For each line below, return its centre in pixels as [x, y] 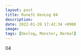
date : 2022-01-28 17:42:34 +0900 [41, 24]
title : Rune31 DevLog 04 [32, 15]
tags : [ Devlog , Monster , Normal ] [41, 34]
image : [12, 29]
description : [19, 19]
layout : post [19, 10]
